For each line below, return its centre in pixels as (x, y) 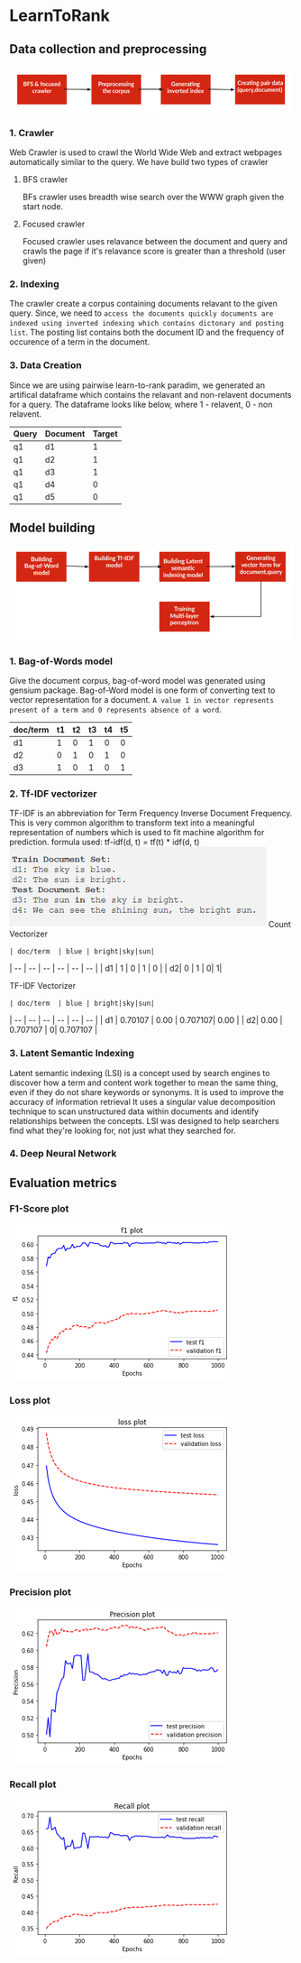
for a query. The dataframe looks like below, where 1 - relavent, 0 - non (141, 404)
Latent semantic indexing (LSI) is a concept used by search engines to (140, 1073)
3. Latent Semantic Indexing (72, 1054)
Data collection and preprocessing (108, 49)
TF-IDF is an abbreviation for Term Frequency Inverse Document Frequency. (151, 814)
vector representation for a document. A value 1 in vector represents (142, 700)
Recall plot (33, 1784)
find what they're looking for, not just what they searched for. (123, 1130)
